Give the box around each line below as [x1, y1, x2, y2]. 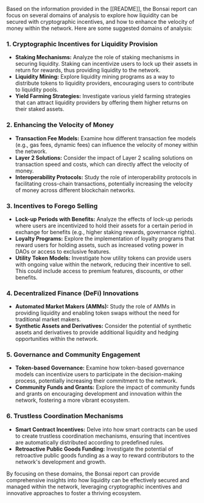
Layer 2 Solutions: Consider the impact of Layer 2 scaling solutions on [15, 154, 193, 161]
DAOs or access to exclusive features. [15, 248, 111, 255]
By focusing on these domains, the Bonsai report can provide [6, 469, 160, 477]
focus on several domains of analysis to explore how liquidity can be [6, 12, 178, 19]
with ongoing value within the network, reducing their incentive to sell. [15, 260, 192, 268]
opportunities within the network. [15, 335, 99, 343]
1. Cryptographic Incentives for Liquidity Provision [6, 40, 158, 48]
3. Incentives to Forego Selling [6, 201, 98, 210]
